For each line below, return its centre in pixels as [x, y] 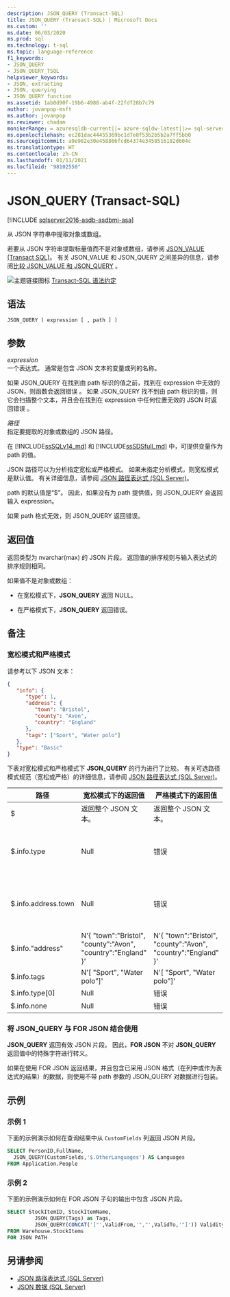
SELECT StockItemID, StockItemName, [59, 1212]
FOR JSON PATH [27, 1237]
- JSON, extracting [35, 84]
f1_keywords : [26, 58]
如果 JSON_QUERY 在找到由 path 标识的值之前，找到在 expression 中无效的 [114, 383]
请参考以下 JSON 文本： [41, 671]
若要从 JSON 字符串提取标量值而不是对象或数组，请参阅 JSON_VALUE [106, 249]
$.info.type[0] [33, 993]
